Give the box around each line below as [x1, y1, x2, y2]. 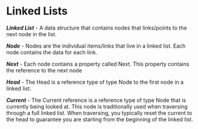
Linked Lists [6, 4, 68, 18]
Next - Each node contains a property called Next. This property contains [6, 60, 190, 68]
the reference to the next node [6, 66, 83, 74]
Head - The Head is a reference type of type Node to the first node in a [6, 78, 184, 86]
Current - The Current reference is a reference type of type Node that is [6, 96, 186, 104]
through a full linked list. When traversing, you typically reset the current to [6, 109, 193, 116]
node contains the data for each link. [6, 48, 98, 55]
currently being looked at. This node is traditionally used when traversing [6, 102, 188, 110]
